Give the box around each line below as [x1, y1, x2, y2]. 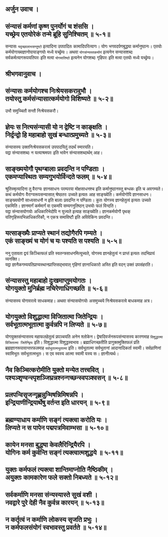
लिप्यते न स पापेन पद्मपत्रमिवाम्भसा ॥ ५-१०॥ [5, 423, 109, 432]
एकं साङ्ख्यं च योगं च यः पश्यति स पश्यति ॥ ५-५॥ [5, 237, 122, 246]
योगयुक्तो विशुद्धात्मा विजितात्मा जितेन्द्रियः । [5, 313, 104, 321]
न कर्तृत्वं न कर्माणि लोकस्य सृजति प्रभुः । [5, 515, 98, 524]
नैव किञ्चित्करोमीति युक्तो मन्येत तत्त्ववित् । [5, 365, 105, 374]
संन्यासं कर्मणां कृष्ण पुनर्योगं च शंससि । [5, 22, 94, 31]
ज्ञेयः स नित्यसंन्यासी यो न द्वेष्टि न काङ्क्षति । [5, 123, 108, 131]
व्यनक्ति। [5, 256, 20, 262]
